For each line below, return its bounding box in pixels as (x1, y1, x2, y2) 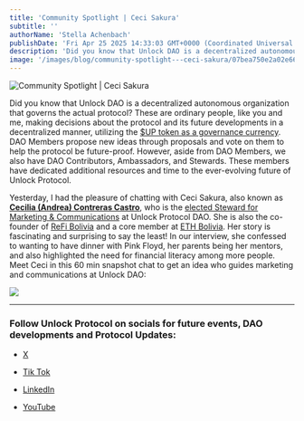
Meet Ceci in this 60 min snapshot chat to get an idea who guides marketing (9, 260, 294, 270)
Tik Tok (22, 367, 51, 378)
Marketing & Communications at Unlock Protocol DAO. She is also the (9, 212, 269, 222)
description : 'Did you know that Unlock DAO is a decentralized (9, 47, 257, 56)
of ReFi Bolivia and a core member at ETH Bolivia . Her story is (40, 221, 271, 232)
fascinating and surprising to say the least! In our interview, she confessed (9, 231, 287, 241)
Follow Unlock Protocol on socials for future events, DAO (9, 317, 263, 330)
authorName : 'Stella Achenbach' (9, 30, 131, 39)
